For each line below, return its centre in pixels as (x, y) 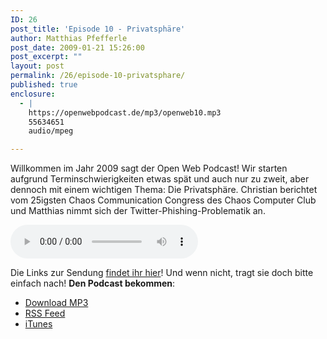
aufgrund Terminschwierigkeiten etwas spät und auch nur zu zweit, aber (160, 179)
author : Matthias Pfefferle (69, 38)
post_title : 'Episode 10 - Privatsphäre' (98, 29)
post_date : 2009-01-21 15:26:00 (77, 47)
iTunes (38, 324)
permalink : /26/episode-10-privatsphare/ (98, 76)
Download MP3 (56, 303)
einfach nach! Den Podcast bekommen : (93, 283)
